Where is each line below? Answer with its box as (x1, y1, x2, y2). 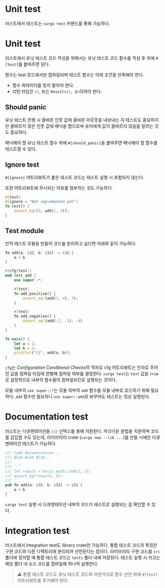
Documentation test (5, 411, 89, 422)
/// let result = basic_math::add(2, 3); (5, 469, 92, 474)
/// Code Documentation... (5, 451, 61, 455)
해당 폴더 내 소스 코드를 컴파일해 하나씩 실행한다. (5, 560, 99, 567)
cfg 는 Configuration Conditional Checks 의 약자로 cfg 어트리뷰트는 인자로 (5, 364, 149, 370)
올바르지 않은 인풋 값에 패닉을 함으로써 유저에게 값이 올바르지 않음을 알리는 (10, 123, 154, 129)
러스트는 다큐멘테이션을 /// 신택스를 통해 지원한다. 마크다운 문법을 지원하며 (5, 428, 150, 434)
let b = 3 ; (14, 346, 36, 351)
